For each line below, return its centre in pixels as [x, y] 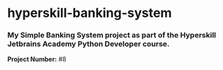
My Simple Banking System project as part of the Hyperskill [112, 35]
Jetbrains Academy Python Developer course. [88, 44]
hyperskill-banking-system [90, 13]
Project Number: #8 [37, 59]
